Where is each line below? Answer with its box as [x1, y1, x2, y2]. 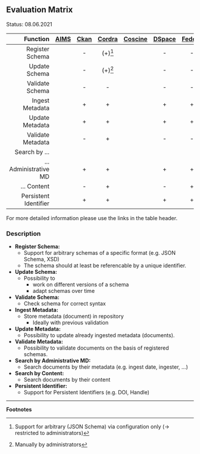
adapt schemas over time [32, 288, 95, 295]
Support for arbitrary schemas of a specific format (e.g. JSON [23, 249, 176, 257]
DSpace [153, 35, 176, 43]
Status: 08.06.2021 [6, 20, 52, 27]
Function [23, 35, 49, 43]
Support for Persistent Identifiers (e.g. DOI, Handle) [23, 389, 150, 396]
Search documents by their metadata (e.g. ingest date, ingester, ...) [23, 363, 189, 370]
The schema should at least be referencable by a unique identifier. [23, 262, 186, 269]
